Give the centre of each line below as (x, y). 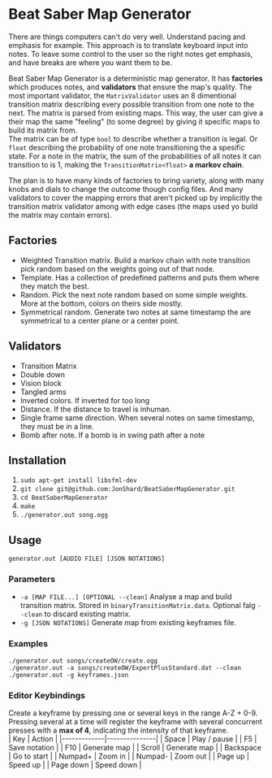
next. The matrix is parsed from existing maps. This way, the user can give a (136, 113)
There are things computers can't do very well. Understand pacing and (127, 37)
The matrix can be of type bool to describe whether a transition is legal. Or (133, 138)
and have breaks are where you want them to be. (91, 63)
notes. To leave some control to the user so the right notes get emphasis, (131, 54)
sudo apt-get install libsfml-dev (78, 480)
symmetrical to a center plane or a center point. (100, 320)
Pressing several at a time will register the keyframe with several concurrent (135, 722)
